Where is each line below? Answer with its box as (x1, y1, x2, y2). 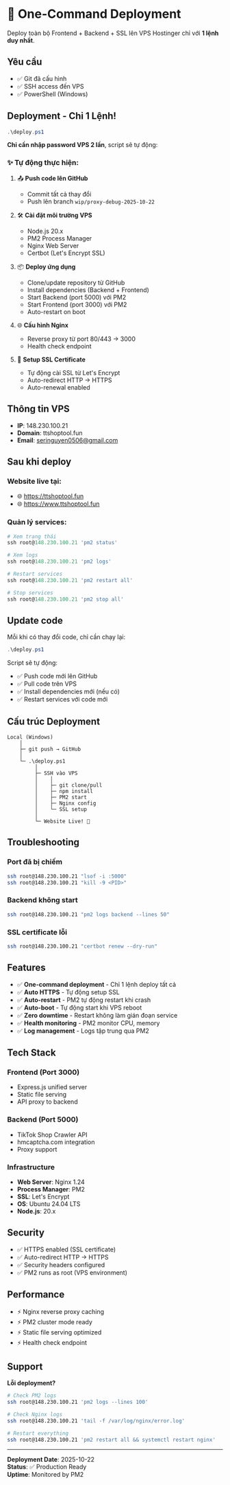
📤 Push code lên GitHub (16, 174, 88, 182)
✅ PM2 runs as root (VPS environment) (16, 1268, 128, 1277)
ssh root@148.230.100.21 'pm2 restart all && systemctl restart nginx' (7, 1436, 216, 1443)
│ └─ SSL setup (34, 806, 88, 813)
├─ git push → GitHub (19, 746, 81, 753)
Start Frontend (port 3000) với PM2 (27, 300, 127, 309)
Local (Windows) (7, 734, 53, 741)
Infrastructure (7, 1162, 55, 1172)
